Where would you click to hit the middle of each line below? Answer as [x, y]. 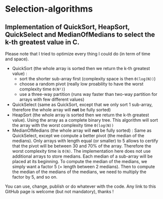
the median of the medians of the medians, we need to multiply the [79, 172]
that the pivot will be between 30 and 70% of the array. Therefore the [82, 146]
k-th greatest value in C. [42, 42]
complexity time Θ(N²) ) [42, 89]
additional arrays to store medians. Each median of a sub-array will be [82, 156]
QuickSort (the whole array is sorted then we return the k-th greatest [81, 68]
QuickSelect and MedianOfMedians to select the [80, 34]
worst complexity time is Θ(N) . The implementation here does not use [81, 151]
